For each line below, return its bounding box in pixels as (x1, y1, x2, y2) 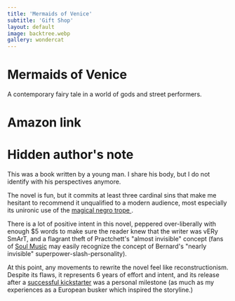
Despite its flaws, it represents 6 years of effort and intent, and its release (7, 271, 220, 279)
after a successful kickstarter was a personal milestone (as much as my (7, 278, 215, 287)
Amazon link (7, 115, 82, 131)
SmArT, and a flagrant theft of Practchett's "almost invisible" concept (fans (7, 235, 224, 243)
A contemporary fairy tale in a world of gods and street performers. (7, 90, 202, 98)
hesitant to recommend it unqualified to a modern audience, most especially (7, 198, 227, 207)
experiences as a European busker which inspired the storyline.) (7, 286, 194, 294)
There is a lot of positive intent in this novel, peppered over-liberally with (7, 219, 216, 229)
